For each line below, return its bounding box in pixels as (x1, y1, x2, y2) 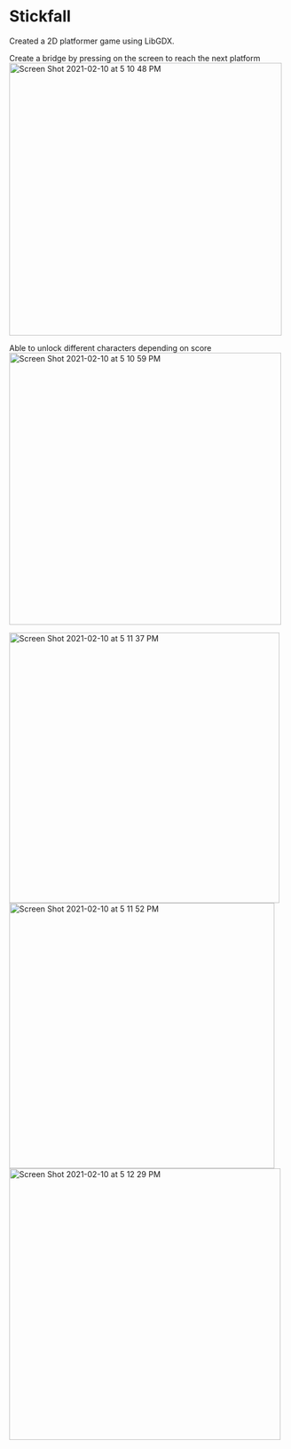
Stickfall (9, 6, 71, 27)
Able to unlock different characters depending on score (9, 342, 212, 353)
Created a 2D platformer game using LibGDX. (9, 36, 175, 46)
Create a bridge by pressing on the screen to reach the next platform (9, 52, 261, 63)
